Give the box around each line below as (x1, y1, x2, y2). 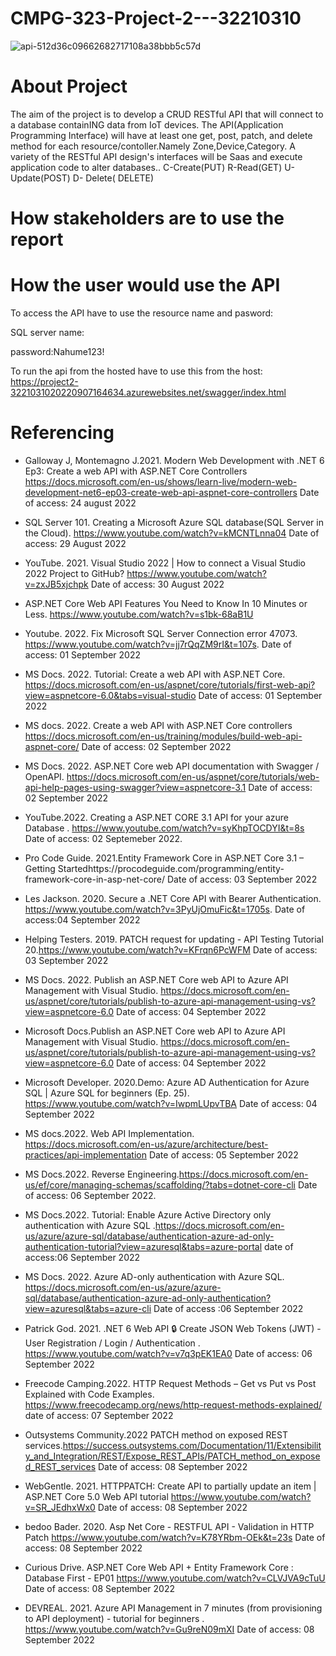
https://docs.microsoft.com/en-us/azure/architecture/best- (24, 1138, 269, 1150)
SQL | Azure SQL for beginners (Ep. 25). (24, 1087, 190, 1099)
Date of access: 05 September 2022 (148, 1148, 299, 1161)
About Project (10, 75, 128, 98)
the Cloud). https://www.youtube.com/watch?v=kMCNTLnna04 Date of (24, 527, 320, 539)
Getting (24, 862, 56, 874)
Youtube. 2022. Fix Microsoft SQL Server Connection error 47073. (24, 627, 298, 639)
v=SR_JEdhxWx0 (24, 1501, 96, 1513)
